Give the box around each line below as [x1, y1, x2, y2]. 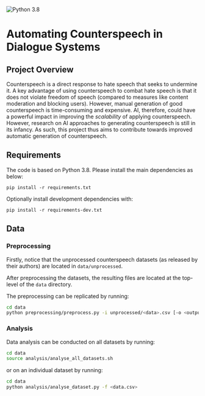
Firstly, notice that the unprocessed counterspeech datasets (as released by [6, 256, 198, 263]
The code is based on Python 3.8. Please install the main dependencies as [6, 166, 193, 173]
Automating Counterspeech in [6, 27, 163, 41]
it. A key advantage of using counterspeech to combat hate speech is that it [6, 87, 197, 94]
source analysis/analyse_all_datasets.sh [6, 356, 113, 362]
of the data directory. [19, 281, 73, 288]
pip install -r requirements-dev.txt [6, 207, 103, 213]
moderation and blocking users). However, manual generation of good [6, 100, 183, 107]
